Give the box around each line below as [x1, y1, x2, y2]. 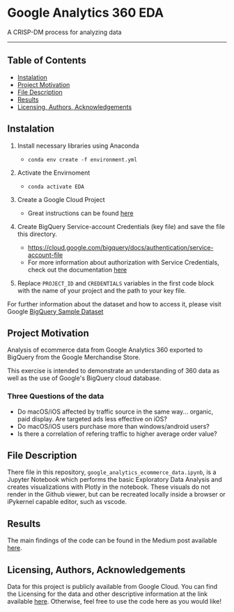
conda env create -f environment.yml [27, 156, 138, 163]
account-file [27, 251, 63, 259]
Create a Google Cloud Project [17, 195, 106, 203]
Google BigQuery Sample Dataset [7, 307, 104, 315]
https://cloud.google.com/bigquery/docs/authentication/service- [27, 243, 214, 251]
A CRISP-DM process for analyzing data [7, 28, 122, 36]
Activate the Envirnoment [17, 168, 91, 177]
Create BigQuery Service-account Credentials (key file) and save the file [17, 222, 225, 230]
